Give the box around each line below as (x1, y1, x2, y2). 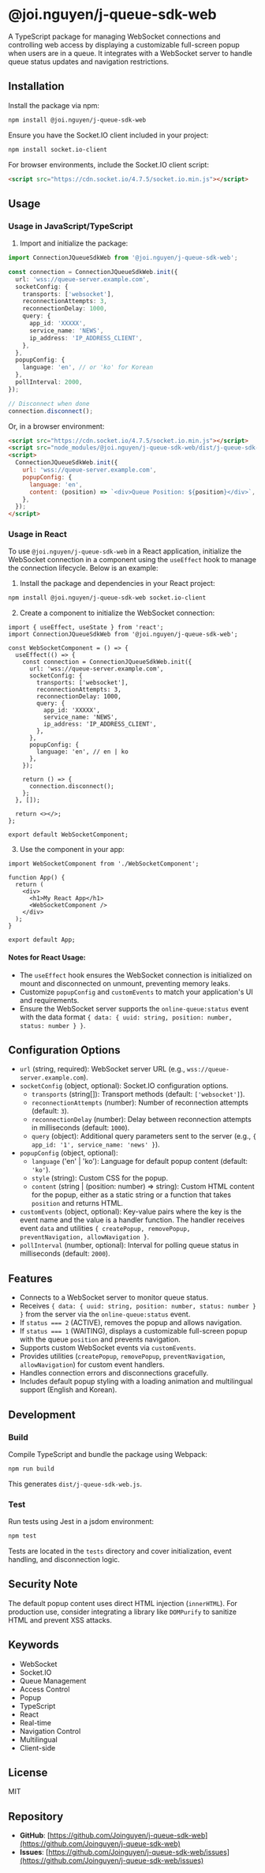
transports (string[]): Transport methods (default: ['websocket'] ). (31, 1090, 245, 1099)
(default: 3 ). (31, 1106, 69, 1116)
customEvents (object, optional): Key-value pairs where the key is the (19, 1207, 242, 1217)
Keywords (8, 1638, 59, 1652)
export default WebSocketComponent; (8, 831, 129, 839)
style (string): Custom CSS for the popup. (31, 1173, 168, 1183)
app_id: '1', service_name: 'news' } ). (31, 1139, 160, 1150)
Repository (8, 1810, 64, 1823)
